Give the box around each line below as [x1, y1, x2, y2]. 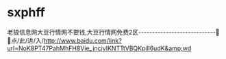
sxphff [7, 5, 46, 20]
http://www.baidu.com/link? [43, 36, 122, 45]
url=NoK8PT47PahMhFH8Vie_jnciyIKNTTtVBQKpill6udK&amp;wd [7, 44, 192, 52]
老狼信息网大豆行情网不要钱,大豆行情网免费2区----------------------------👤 [7, 28, 221, 36]
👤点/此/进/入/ [7, 36, 45, 45]
